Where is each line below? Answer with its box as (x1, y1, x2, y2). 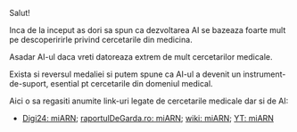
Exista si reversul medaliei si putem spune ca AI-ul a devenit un (9, 69, 242, 79)
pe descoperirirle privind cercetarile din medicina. (9, 35, 194, 45)
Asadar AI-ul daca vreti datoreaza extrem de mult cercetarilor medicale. (9, 52, 274, 62)
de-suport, (9, 78, 49, 88)
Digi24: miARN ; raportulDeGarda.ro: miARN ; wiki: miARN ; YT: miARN (21, 113, 275, 123)
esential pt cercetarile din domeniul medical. (50, 78, 213, 88)
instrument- (243, 69, 286, 79)
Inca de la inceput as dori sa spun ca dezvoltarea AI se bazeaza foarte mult (9, 25, 286, 35)
